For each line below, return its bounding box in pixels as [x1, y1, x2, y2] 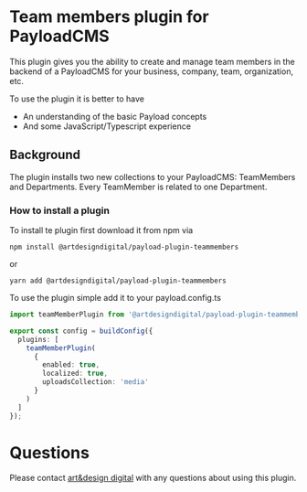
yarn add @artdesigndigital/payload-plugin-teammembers [9, 276, 227, 285]
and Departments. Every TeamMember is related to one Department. [9, 181, 268, 192]
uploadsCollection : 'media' [42, 378, 149, 387]
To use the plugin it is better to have [9, 93, 144, 104]
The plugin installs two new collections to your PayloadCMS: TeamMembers [9, 171, 296, 182]
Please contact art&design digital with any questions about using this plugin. [9, 473, 297, 484]
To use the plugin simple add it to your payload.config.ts [9, 293, 222, 304]
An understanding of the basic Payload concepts [22, 111, 207, 122]
